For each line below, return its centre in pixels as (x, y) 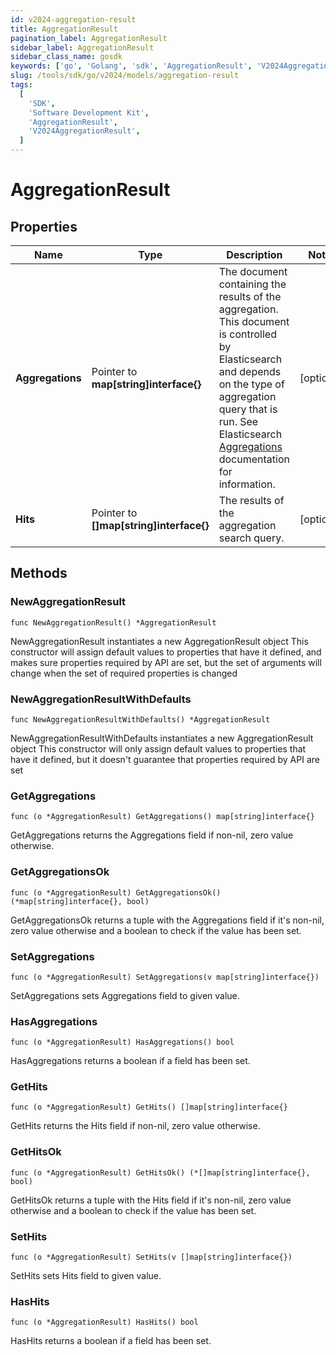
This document (254, 321)
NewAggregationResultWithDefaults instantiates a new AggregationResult (162, 738)
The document (253, 271)
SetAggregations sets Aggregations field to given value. (125, 995)
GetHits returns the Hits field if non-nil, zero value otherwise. (135, 1126)
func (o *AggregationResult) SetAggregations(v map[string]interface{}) (165, 977)
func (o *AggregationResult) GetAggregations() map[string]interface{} (162, 817)
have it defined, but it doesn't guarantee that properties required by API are (165, 759)
